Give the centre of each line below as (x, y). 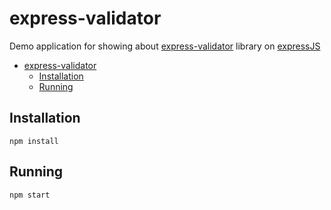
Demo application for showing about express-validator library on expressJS (165, 46)
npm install (34, 141)
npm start (30, 195)
